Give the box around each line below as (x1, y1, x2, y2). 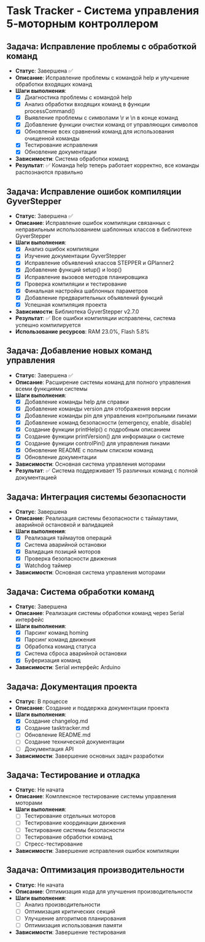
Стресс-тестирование (24, 840, 83, 847)
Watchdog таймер (24, 562, 72, 569)
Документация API (24, 745, 74, 753)
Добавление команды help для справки (24, 398, 129, 406)
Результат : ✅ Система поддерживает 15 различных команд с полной (15, 467, 198, 474)
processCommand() (24, 108, 75, 115)
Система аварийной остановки (24, 541, 106, 549)
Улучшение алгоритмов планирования (24, 914, 126, 922)
